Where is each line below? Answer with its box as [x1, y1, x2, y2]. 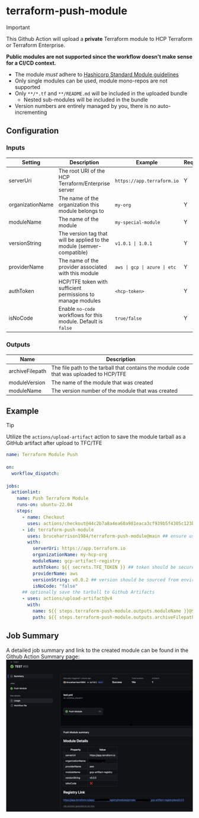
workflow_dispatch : [11, 470, 60, 476]
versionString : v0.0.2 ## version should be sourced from [32, 577, 179, 583]
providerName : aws [32, 571, 78, 577]
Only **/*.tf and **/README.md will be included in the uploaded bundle [14, 90, 188, 97]
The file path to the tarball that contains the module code [51, 364, 190, 371]
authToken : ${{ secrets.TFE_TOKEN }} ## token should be [32, 564, 176, 570]
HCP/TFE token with [58, 278, 108, 285]
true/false [115, 316, 142, 322]
